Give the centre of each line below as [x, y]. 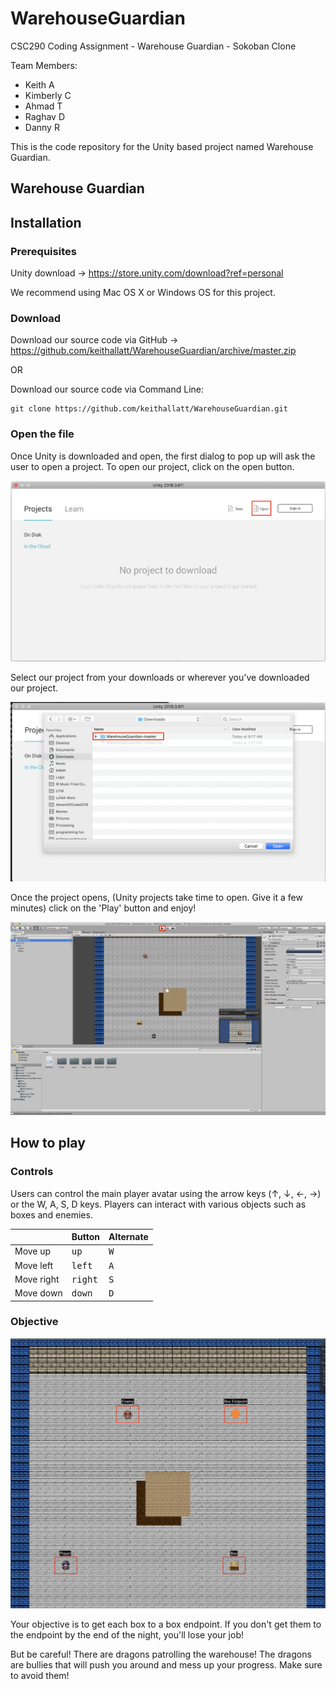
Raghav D [45, 116]
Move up [33, 1251]
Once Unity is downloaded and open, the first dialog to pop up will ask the [163, 456]
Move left [34, 1265]
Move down [38, 1293]
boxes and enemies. [51, 1214]
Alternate [128, 1237]
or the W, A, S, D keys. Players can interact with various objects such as [158, 1204]
